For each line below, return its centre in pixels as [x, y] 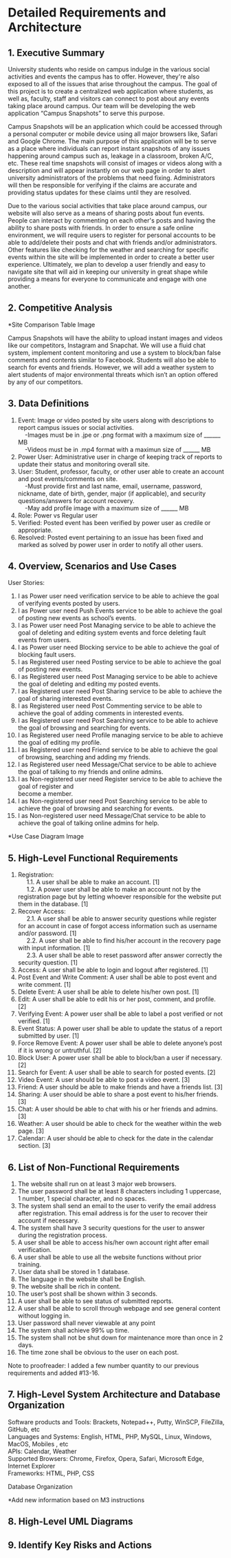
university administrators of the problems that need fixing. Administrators [111, 178]
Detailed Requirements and [87, 13]
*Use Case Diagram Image [46, 837]
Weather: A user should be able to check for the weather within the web [120, 1124]
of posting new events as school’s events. [77, 618]
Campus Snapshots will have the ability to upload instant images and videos [115, 338]
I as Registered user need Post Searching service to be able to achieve [118, 721]
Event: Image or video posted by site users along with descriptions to [115, 420]
